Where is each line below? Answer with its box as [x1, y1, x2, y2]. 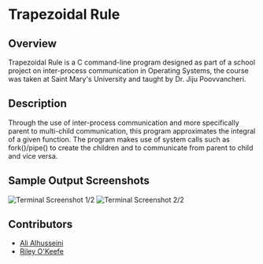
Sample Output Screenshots [8, 174, 150, 188]
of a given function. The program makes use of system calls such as [8, 134, 230, 144]
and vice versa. [8, 151, 58, 160]
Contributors [8, 218, 73, 231]
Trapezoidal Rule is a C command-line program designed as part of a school [8, 57, 256, 67]
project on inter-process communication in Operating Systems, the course [8, 66, 250, 75]
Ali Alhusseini [19, 238, 64, 248]
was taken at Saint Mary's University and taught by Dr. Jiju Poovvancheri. [8, 75, 246, 83]
